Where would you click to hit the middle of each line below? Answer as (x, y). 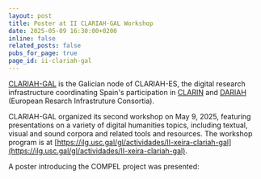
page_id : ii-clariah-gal (50, 61)
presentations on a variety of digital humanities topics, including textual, (128, 125)
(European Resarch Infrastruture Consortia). (82, 101)
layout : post (30, 16)
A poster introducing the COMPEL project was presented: (104, 166)
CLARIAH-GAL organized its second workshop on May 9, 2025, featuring (130, 116)
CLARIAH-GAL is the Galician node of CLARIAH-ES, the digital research (127, 83)
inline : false (32, 38)
